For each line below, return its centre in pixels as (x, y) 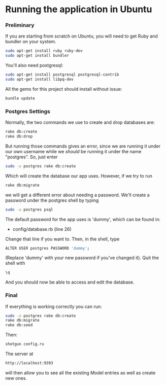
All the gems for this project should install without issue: (64, 89)
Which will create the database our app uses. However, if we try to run (79, 176)
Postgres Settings (28, 111)
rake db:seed (19, 325)
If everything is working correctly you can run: (54, 306)
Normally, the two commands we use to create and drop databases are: (80, 122)
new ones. (16, 378)
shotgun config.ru (25, 344)
